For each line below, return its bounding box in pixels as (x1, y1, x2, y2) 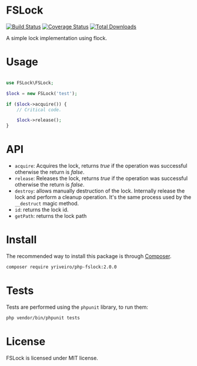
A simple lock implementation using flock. (6, 34, 108, 41)
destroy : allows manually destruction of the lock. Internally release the (14, 187, 185, 195)
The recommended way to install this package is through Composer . (6, 253, 172, 260)
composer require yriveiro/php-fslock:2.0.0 (6, 264, 117, 270)
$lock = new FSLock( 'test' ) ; (6, 90, 78, 96)
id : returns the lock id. (14, 206, 69, 213)
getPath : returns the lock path (14, 213, 87, 220)
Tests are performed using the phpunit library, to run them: (6, 303, 149, 311)
